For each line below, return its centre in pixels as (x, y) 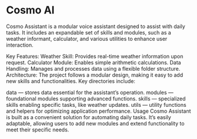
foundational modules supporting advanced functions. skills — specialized (96, 98)
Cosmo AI (30, 10)
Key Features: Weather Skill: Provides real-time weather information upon (95, 56)
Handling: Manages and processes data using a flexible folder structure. (93, 68)
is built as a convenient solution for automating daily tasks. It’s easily (89, 117)
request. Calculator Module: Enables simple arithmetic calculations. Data (94, 62)
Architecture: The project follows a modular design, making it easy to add (95, 75)
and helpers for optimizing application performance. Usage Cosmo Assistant (98, 111)
